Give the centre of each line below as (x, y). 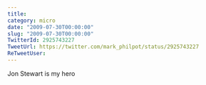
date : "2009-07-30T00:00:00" (51, 27)
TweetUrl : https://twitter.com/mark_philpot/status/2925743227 (103, 47)
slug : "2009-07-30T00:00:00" (51, 34)
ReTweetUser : (27, 54)
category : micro (31, 21)
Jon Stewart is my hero (41, 73)
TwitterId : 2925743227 (41, 40)
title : (17, 14)
